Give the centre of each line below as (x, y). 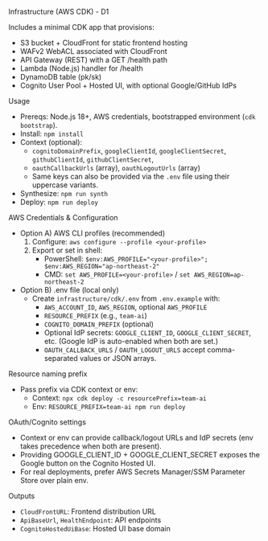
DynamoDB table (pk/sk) (61, 77)
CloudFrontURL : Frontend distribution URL (88, 511)
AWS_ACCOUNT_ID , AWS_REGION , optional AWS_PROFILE (126, 307)
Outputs (22, 496)
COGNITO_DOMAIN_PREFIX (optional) (99, 324)
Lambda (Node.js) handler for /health (81, 68)
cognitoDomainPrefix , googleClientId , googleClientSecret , (129, 151)
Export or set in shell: (67, 250)
